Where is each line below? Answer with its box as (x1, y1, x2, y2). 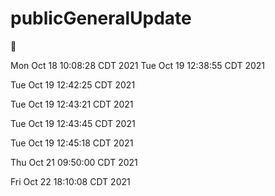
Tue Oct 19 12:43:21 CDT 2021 (10, 98, 134, 110)
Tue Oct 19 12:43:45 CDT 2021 (10, 117, 136, 129)
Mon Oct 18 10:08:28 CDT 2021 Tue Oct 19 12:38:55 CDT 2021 (10, 59, 265, 71)
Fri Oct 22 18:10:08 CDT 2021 (10, 175, 131, 187)
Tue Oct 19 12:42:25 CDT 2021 (10, 78, 136, 91)
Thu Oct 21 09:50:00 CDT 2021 (10, 156, 138, 168)
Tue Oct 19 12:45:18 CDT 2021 (10, 137, 134, 149)
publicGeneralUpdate (10, 7, 192, 30)
